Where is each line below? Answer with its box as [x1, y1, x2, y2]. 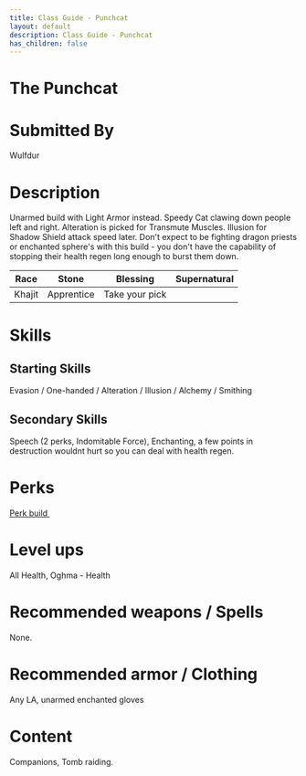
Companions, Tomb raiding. [9, 756, 114, 767]
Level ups [9, 540, 84, 561]
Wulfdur [9, 150, 40, 161]
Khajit [14, 288, 39, 301]
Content [9, 727, 73, 747]
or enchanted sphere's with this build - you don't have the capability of [9, 241, 277, 252]
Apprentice [47, 288, 95, 301]
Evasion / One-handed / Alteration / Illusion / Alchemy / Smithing [9, 385, 253, 396]
